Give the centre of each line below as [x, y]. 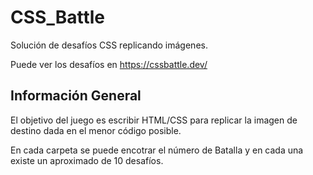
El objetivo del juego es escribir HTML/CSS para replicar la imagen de [154, 120]
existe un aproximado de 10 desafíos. [87, 160]
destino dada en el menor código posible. [96, 130]
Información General [76, 96]
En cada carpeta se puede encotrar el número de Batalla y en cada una [157, 150]
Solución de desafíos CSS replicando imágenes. [109, 45]
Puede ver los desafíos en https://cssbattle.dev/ [109, 64]
